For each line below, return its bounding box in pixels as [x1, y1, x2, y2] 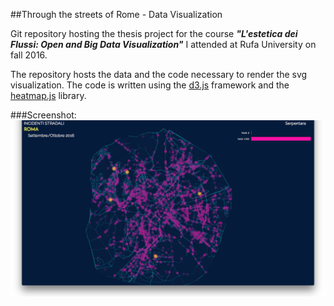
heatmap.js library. [10, 90, 87, 101]
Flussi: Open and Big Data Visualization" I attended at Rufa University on [10, 39, 317, 50]
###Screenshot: [10, 109, 77, 121]
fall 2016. [10, 49, 48, 61]
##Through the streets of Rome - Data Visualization [10, 9, 223, 20]
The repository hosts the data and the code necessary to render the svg [10, 69, 308, 80]
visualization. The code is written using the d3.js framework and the [10, 79, 290, 91]
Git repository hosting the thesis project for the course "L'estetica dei [10, 28, 298, 39]
